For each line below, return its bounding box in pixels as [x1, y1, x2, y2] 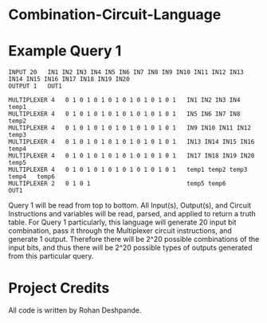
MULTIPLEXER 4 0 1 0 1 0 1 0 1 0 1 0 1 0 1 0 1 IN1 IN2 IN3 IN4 [8, 96, 241, 104]
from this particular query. [8, 251, 94, 261]
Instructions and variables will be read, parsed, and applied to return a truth [8, 209, 257, 219]
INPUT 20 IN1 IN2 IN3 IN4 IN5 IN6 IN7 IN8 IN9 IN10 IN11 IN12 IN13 [8, 68, 245, 76]
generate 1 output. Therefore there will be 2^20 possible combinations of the [8, 235, 260, 244]
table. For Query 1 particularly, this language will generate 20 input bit [8, 217, 237, 228]
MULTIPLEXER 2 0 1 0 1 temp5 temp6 [8, 180, 226, 188]
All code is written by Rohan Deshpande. [8, 305, 142, 315]
